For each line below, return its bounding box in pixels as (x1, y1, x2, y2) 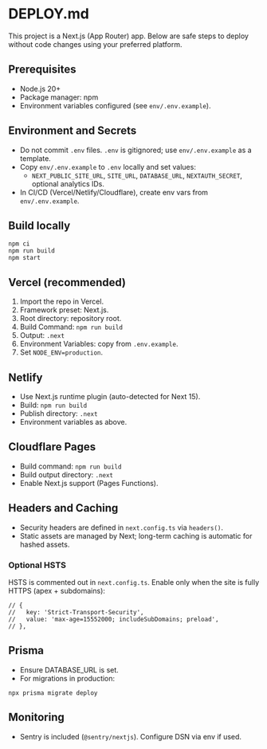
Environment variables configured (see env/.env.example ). (19, 100, 211, 110)
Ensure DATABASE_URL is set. (19, 665, 120, 674)
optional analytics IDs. (31, 178, 105, 188)
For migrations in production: (19, 673, 116, 683)
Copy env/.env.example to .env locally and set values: (19, 162, 197, 171)
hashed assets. (19, 539, 70, 549)
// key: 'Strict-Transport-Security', (8, 608, 145, 616)
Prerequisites (8, 63, 77, 76)
